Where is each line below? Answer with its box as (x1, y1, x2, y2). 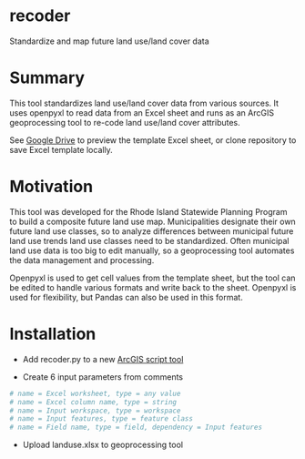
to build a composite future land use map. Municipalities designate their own (9, 216, 296, 227)
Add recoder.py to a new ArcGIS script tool (22, 353, 184, 364)
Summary (9, 67, 85, 88)
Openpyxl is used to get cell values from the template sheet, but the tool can (9, 272, 296, 283)
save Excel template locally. (9, 144, 114, 155)
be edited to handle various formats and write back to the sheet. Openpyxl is (9, 281, 297, 292)
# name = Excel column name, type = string (9, 397, 178, 406)
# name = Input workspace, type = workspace (9, 406, 181, 415)
